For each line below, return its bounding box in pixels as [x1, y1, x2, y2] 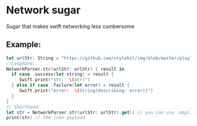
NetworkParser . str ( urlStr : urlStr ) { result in [6, 66, 125, 72]
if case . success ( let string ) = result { [11, 71, 114, 78]
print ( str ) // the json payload [6, 115, 85, 121]
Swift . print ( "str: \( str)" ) [19, 77, 91, 83]
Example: [6, 40, 41, 50]
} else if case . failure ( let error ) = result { [11, 82, 130, 88]
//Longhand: [6, 61, 35, 66]
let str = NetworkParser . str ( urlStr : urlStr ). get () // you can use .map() [6, 109, 193, 116]
